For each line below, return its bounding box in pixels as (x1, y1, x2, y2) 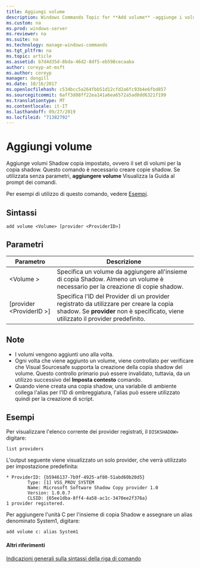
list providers (6, 446, 44, 452)
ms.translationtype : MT (6, 97, 65, 103)
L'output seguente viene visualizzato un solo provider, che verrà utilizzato (6, 456, 187, 463)
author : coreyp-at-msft (6, 64, 65, 70)
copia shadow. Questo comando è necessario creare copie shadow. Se (6, 166, 180, 173)
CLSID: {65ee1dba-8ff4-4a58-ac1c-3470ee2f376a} (27, 495, 148, 502)
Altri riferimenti (6, 542, 45, 549)
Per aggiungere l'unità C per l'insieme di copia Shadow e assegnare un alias (6, 511, 193, 518)
